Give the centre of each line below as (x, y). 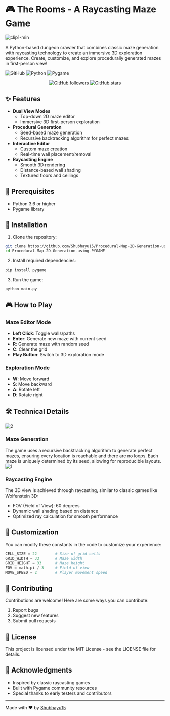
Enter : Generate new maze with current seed (59, 338)
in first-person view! (26, 63)
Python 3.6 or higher (34, 204)
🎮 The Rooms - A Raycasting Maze (81, 9)
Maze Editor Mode (28, 322)
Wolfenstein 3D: (22, 496)
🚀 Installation (26, 225)
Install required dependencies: (44, 261)
